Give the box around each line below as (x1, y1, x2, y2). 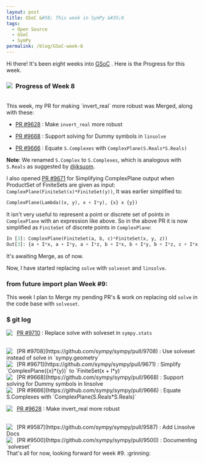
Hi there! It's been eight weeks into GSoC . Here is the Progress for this (6, 59, 185, 67)
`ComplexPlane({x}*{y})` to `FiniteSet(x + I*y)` (6, 367, 122, 375)
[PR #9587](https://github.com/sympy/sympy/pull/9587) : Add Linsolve (16, 424, 195, 431)
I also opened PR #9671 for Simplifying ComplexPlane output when (6, 175, 175, 182)
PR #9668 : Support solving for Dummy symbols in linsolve (15, 132, 167, 140)
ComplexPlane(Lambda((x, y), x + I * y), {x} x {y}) (6, 200, 138, 206)
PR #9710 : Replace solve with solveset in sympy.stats (16, 329, 153, 337)
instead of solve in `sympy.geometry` (6, 354, 100, 362)
